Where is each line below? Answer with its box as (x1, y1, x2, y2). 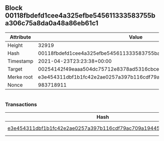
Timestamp (7, 58, 34, 64)
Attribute (9, 34, 31, 40)
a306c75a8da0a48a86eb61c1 (5, 19, 99, 27)
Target (7, 65, 23, 72)
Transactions (5, 101, 38, 108)
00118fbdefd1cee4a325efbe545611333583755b (5, 12, 156, 20)
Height (7, 41, 23, 48)
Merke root (7, 73, 33, 80)
